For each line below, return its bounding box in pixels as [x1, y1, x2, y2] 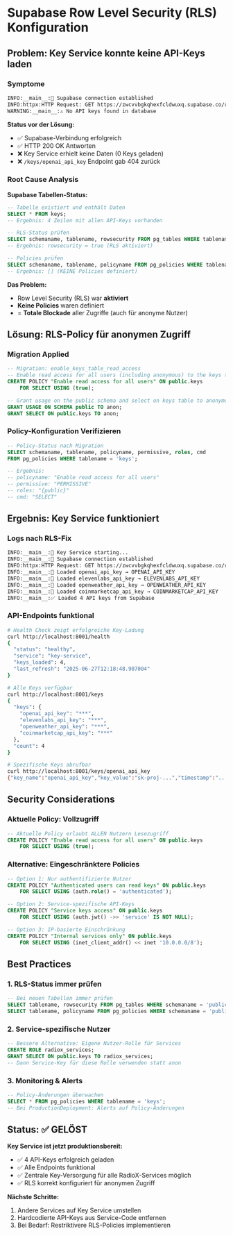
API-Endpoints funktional [7, 611, 95, 621]
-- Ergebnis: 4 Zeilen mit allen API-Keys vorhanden [7, 217, 163, 224]
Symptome [7, 78, 45, 88]
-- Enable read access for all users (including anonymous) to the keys [7, 371, 222, 379]
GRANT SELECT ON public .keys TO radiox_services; [7, 1053, 154, 1060]
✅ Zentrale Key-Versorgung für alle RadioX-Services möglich [17, 1171, 192, 1180]
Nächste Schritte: [7, 1193, 59, 1201]
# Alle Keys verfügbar [7, 684, 73, 692]
